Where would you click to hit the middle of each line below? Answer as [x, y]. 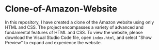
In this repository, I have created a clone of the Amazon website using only [79, 22]
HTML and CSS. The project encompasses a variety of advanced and [74, 27]
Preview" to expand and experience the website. [54, 42]
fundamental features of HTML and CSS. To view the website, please [74, 32]
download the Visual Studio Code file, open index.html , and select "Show [78, 37]
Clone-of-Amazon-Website [61, 9]
